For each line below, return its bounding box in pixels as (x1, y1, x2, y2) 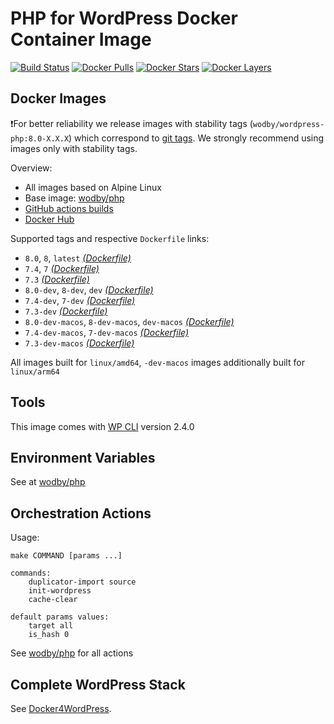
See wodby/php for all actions (10, 647, 134, 659)
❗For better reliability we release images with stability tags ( (10, 117, 253, 129)
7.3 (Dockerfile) (24, 273, 90, 285)
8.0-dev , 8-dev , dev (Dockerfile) (24, 283, 154, 296)
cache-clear (28, 595, 78, 605)
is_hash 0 (28, 630, 70, 640)
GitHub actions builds (24, 202, 114, 214)
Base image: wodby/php (24, 192, 125, 204)
